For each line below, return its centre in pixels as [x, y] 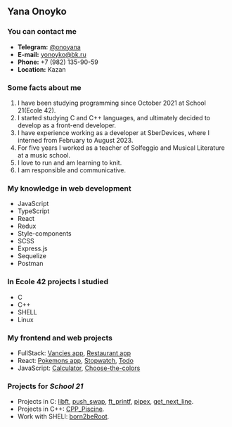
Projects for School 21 [45, 386]
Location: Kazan [41, 69]
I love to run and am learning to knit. [70, 162]
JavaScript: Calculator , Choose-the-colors [79, 368]
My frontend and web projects [60, 338]
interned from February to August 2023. [75, 140]
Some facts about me [45, 87]
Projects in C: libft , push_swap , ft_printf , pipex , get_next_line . [105, 402]
